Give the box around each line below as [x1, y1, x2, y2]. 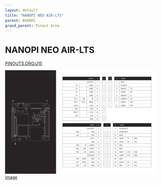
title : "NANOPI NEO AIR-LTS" [5, 13, 64, 18]
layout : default [5, 8, 38, 13]
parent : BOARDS [5, 18, 36, 23]
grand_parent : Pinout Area [5, 23, 60, 28]
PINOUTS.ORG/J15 [5, 61, 43, 66]
